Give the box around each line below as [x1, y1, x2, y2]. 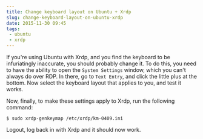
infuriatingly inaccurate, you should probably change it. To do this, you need [6, 60, 197, 67]
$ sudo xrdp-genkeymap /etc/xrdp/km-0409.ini [6, 115, 123, 121]
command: [6, 104, 33, 111]
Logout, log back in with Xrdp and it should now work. [6, 126, 141, 133]
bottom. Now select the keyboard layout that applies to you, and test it [6, 79, 182, 86]
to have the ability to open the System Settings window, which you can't [6, 66, 186, 73]
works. [6, 86, 24, 92]
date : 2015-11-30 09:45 [6, 20, 67, 26]
